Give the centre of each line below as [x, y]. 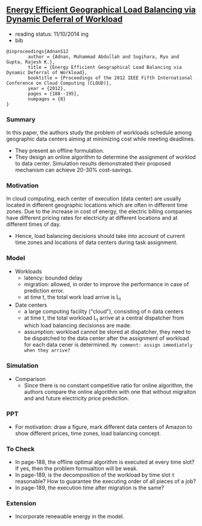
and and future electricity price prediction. [77, 398]
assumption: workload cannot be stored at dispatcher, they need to [107, 332]
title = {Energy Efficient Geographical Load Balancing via [105, 67]
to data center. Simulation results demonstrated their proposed [93, 164]
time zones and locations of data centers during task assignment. [96, 242]
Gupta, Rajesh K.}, [31, 62]
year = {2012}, [47, 88]
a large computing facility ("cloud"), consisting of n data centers [104, 311]
